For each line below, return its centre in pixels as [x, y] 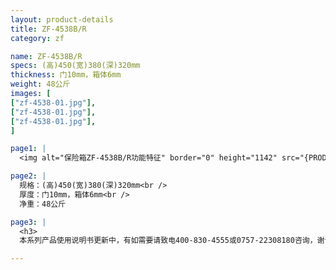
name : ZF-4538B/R [46, 56]
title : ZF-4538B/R [48, 29]
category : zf [37, 38]
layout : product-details [62, 19]
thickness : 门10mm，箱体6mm [66, 75]
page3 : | [28, 222]
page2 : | [28, 176]
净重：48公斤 [43, 204]
